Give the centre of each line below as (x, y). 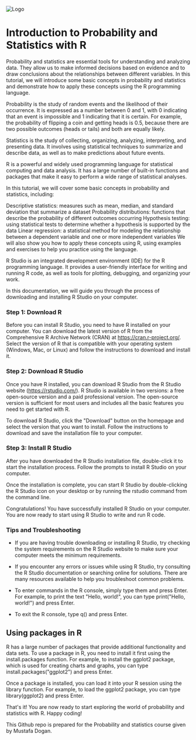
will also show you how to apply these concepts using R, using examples (94, 243)
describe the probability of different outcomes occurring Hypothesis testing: (98, 218)
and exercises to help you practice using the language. (72, 249)
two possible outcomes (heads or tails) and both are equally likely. (86, 129)
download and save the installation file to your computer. (74, 433)
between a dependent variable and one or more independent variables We (96, 236)
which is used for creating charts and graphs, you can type (77, 665)
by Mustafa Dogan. (29, 731)
